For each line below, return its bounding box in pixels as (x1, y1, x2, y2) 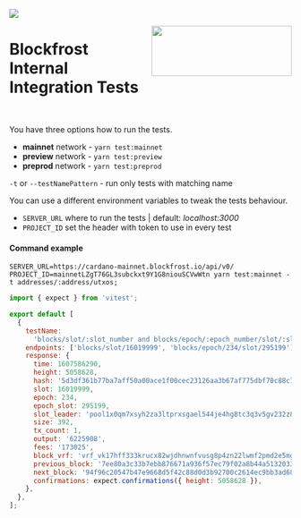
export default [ (9, 310, 74, 319)
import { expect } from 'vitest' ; (9, 293, 139, 303)
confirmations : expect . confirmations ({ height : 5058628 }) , (32, 476, 262, 485)
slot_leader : (32, 410, 82, 419)
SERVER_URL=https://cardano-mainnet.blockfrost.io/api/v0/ (9, 262, 235, 272)
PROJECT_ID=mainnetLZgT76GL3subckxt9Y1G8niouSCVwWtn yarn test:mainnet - (9, 270, 291, 279)
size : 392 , (32, 418, 74, 427)
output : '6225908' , (32, 435, 106, 444)
